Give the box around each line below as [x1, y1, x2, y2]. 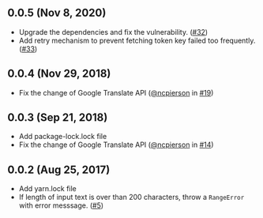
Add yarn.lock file [18, 184, 77, 194]
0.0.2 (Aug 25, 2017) [7, 163, 111, 176]
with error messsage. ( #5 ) [18, 201, 104, 210]
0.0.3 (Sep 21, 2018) [7, 111, 108, 125]
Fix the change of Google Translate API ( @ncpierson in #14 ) [18, 140, 214, 149]
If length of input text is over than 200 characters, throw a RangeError [18, 193, 245, 202]
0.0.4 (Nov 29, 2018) [7, 67, 111, 81]
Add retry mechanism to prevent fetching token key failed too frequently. [18, 36, 256, 45]
